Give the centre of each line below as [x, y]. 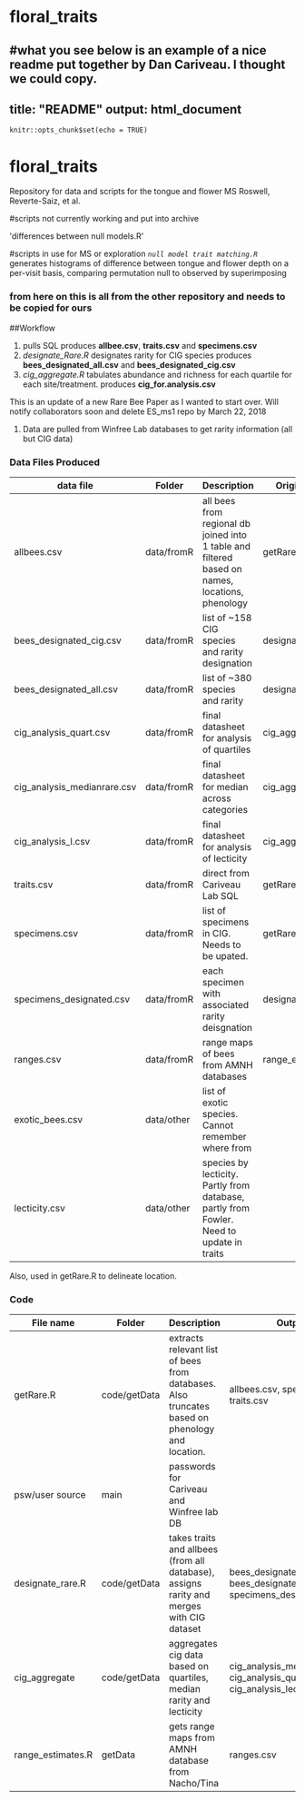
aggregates [193, 1644]
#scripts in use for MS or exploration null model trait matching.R [134, 254]
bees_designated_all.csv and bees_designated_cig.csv [129, 364]
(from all [187, 1561]
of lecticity [225, 858]
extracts [187, 1339]
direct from [226, 873]
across [216, 798]
